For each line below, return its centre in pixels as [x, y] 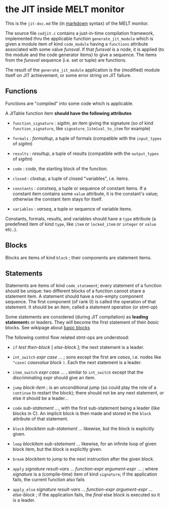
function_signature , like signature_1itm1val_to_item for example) [81, 128]
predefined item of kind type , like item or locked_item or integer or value [81, 224]
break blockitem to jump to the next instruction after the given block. [83, 459]
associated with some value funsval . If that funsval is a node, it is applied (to [85, 49]
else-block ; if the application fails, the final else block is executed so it [86, 495]
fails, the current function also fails [48, 480]
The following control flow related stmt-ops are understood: [67, 337]
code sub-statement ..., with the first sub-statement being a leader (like [86, 408]
